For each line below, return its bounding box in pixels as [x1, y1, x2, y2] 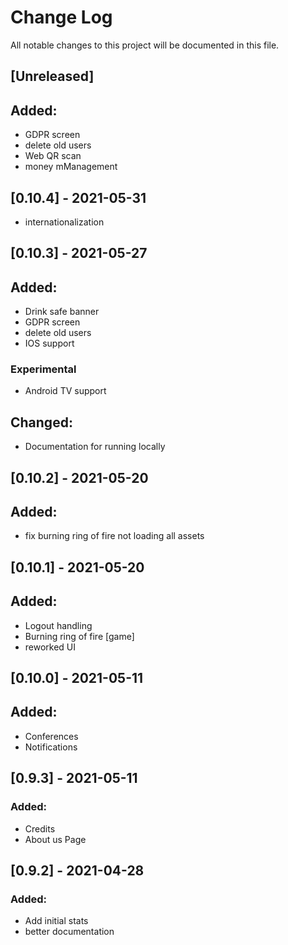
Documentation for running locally [24, 441, 166, 453]
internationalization [24, 216, 105, 228]
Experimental [10, 362, 77, 376]
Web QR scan [24, 150, 82, 162]
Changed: [10, 414, 73, 431]
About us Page [24, 833, 87, 845]
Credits [24, 822, 56, 835]
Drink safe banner [24, 306, 100, 318]
